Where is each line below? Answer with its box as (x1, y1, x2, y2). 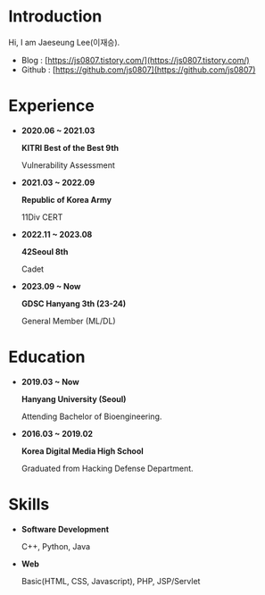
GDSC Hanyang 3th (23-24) (21, 297, 127, 309)
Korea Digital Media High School (21, 445, 144, 457)
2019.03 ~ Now (21, 376, 79, 387)
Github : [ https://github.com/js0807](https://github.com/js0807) (21, 64, 256, 75)
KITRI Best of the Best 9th (21, 142, 120, 153)
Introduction (8, 6, 103, 27)
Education (8, 347, 86, 367)
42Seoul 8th (21, 246, 69, 256)
